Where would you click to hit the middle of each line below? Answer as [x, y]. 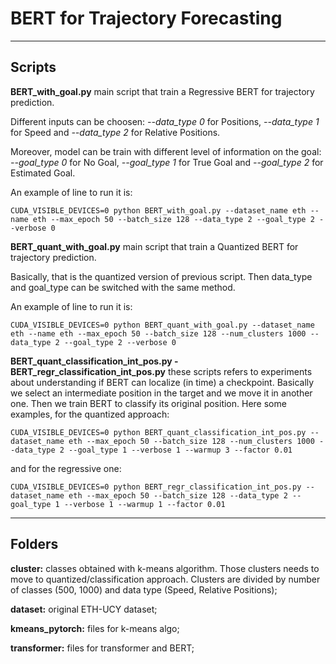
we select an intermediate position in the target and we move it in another [161, 393]
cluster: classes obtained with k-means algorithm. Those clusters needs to [165, 568]
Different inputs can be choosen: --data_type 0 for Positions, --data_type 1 [165, 121]
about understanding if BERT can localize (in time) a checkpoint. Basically [162, 382]
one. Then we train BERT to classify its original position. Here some [148, 403]
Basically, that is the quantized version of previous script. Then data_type [161, 276]
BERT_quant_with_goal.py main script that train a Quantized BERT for [154, 246]
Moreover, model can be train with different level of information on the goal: [166, 151]
